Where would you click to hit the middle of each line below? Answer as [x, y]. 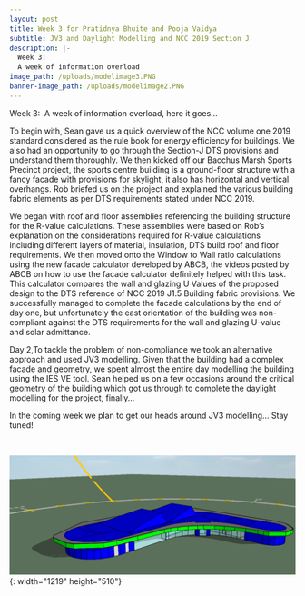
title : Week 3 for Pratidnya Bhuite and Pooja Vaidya [113, 29]
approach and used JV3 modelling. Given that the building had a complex [147, 359]
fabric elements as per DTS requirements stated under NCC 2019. [133, 198]
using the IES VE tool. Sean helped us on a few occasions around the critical [152, 378]
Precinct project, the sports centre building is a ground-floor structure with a [152, 169]
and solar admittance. [50, 332]
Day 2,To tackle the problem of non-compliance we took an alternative [141, 349]
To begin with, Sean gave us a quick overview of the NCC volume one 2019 [150, 131]
